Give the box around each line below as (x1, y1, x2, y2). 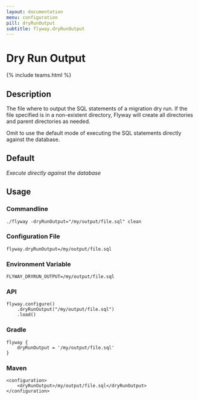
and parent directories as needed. (6, 118, 90, 125)
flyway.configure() (6, 301, 55, 307)
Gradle (6, 326, 27, 334)
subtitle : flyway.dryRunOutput (6, 25, 85, 32)
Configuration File (6, 233, 60, 241)
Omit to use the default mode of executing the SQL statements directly (6, 130, 182, 136)
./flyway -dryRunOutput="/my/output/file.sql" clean (6, 218, 142, 225)
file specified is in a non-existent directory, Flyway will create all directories (6, 111, 194, 118)
